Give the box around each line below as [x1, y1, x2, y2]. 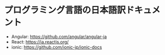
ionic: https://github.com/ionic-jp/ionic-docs [11, 44, 102, 50]
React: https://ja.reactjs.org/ [11, 39, 69, 45]
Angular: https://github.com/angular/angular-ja [11, 33, 107, 40]
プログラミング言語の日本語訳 [4, 4, 126, 16]
